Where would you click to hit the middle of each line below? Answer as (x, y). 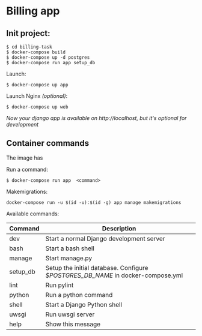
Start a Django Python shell (84, 304)
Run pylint (60, 285)
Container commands (48, 143)
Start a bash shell (70, 248)
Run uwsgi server (70, 314)
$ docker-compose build (36, 52)
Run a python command (79, 295)
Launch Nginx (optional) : (37, 96)
